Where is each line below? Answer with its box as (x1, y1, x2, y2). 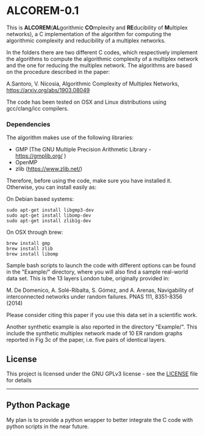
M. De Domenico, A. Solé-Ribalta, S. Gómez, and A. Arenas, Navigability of (6, 286, 194, 294)
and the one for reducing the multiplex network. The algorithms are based (6, 62, 192, 69)
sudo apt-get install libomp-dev (6, 213, 92, 219)
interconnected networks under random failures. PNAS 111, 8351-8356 (6, 293, 183, 300)
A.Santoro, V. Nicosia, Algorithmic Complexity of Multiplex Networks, (6, 80, 180, 87)
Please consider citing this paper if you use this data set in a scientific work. (6, 311, 198, 319)
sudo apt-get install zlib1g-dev (6, 218, 92, 224)
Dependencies (6, 120, 51, 128)
